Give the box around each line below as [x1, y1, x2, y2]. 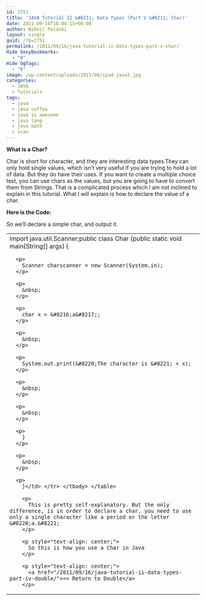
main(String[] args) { [9, 242, 69, 250]
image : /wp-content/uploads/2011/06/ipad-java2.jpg [6, 72, 141, 78]
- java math [12, 123, 43, 130]
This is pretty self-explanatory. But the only [28, 502, 170, 508]
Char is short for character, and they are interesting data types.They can [6, 158, 189, 165]
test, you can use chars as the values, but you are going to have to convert [6, 177, 195, 184]
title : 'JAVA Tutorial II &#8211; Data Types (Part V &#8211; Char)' [6, 15, 188, 21]
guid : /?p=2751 [6, 37, 45, 44]
